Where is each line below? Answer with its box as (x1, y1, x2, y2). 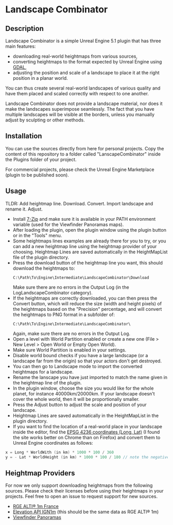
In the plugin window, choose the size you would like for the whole (12, 385, 154, 391)
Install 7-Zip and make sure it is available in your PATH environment (12, 216, 156, 222)
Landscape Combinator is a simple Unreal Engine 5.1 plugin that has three (5, 38, 161, 44)
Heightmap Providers (5, 468, 75, 477)
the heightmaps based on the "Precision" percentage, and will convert (12, 306, 162, 312)
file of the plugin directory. (12, 254, 70, 260)
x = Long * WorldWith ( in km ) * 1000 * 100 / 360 (5, 449, 114, 455)
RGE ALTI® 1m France (12, 503, 59, 510)
